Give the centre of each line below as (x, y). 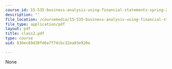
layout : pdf (18, 29)
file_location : (21, 19)
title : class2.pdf (25, 33)
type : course (19, 39)
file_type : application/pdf (35, 24)
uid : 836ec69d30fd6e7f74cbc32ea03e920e (48, 43)
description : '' (23, 15)
